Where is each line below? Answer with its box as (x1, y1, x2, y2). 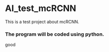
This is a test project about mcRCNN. (5, 19, 79, 25)
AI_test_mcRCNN (5, 3, 76, 14)
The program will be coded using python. (5, 31, 105, 38)
